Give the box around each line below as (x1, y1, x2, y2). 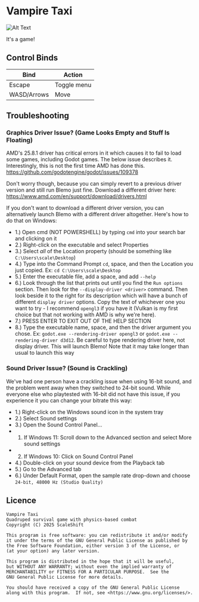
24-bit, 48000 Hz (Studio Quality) (14, 479, 104, 485)
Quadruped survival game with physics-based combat (6, 517, 137, 523)
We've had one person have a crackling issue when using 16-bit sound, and (6, 377, 192, 385)
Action (63, 70, 83, 79)
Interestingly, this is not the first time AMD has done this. (6, 162, 145, 170)
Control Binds (6, 53, 58, 63)
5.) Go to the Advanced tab (14, 465, 82, 472)
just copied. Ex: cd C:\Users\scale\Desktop (14, 267, 121, 274)
